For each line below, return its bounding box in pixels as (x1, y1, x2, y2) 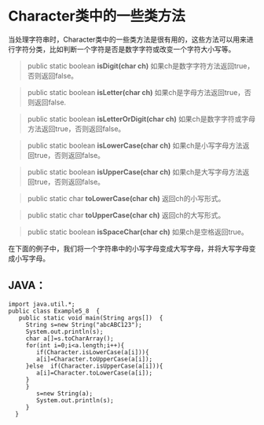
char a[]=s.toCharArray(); (25, 335, 114, 343)
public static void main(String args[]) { (18, 313, 163, 322)
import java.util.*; (8, 300, 76, 308)
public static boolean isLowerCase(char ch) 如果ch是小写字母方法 (27, 141, 243, 150)
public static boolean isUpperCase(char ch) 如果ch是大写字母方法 (27, 167, 243, 177)
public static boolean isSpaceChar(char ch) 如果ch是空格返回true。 (27, 227, 249, 236)
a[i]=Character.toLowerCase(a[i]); (36, 368, 153, 377)
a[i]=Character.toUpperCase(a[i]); (36, 355, 153, 363)
